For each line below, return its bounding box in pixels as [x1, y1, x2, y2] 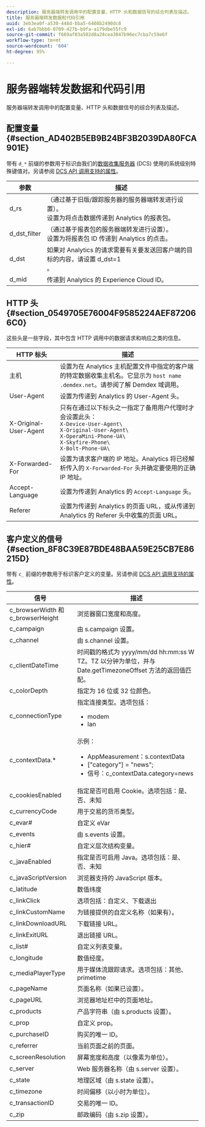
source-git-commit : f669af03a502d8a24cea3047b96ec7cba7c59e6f [6, 32, 168, 38]
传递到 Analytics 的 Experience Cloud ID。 [46, 275, 168, 284]
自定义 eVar [77, 819, 110, 828]
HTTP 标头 [16, 351, 48, 359]
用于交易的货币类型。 [77, 808, 138, 816]
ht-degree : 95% [6, 49, 45, 55]
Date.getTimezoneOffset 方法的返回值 [77, 666, 186, 675]
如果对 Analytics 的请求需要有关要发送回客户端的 [46, 246, 187, 254]
